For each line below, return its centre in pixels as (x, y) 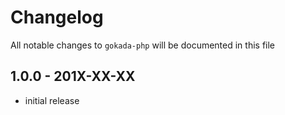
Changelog (57, 17)
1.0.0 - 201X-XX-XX (73, 76)
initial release (52, 100)
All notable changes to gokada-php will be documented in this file (143, 45)
